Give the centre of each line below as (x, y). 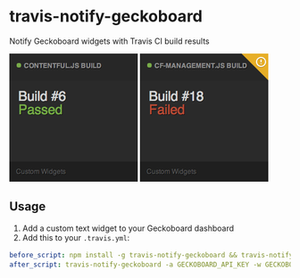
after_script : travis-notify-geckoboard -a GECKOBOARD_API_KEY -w (135, 265)
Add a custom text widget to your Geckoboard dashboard (128, 228)
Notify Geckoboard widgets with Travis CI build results (109, 41)
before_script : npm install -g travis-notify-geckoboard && (124, 255)
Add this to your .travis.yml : (76, 237)
